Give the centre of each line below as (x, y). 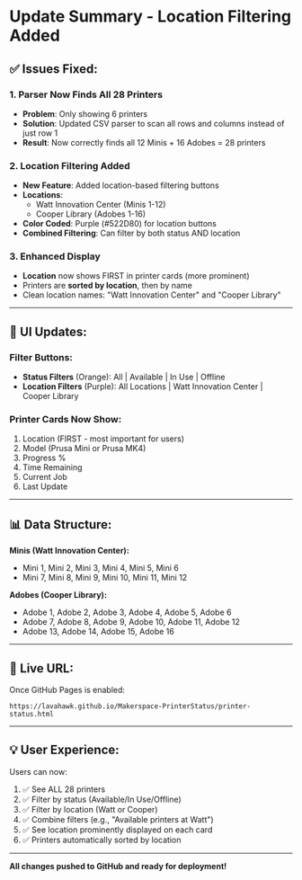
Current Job (44, 477)
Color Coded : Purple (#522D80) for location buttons (120, 224)
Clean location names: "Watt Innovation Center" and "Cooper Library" (151, 295)
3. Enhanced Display (55, 256)
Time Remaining (52, 467)
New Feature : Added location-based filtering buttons (121, 185)
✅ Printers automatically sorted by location (102, 840)
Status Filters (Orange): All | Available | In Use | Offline (124, 377)
